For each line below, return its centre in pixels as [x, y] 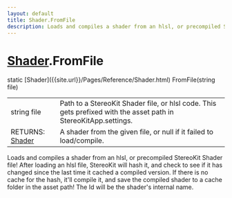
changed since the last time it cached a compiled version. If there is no [108, 172]
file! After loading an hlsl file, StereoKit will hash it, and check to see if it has [115, 165]
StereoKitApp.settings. [96, 120]
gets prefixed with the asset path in [117, 112]
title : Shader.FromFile [41, 20]
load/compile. [82, 141]
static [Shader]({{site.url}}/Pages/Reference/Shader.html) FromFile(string [111, 80]
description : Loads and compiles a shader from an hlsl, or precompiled [114, 26]
